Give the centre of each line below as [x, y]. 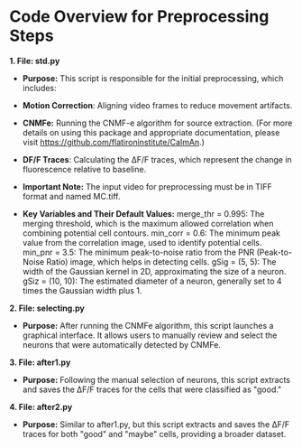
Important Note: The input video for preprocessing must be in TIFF [147, 186]
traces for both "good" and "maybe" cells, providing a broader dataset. [154, 434]
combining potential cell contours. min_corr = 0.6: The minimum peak [151, 233]
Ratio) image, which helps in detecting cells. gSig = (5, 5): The [161, 261]
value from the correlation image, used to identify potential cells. [142, 242]
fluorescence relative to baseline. [84, 169]
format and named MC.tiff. [71, 196]
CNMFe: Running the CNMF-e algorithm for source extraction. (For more [157, 123]
